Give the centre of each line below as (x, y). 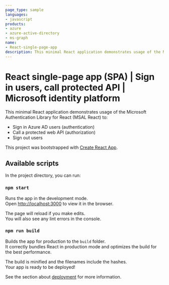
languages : (17, 15)
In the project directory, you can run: (43, 175)
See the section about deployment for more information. (63, 276)
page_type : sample (24, 10)
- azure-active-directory (32, 33)
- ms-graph (17, 38)
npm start (17, 188)
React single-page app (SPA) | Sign (80, 77)
